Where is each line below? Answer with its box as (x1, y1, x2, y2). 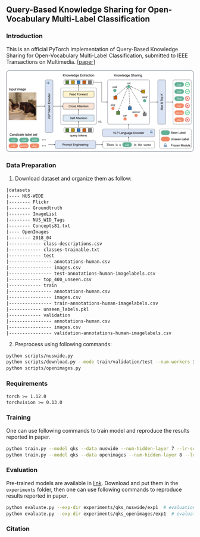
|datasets (6, 187, 31, 193)
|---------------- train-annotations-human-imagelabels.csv (6, 300, 159, 306)
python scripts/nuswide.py (6, 353, 73, 359)
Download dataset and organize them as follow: (14, 175, 132, 182)
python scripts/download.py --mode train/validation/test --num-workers (6, 359, 190, 365)
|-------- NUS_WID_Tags (6, 217, 65, 223)
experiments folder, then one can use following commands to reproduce (6, 486, 182, 493)
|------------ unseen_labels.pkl (6, 306, 89, 312)
